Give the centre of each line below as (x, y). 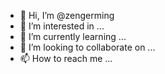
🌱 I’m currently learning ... (73, 36)
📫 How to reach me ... (66, 58)
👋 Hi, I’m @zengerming (67, 15)
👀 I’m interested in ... (62, 26)
